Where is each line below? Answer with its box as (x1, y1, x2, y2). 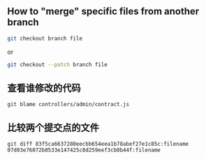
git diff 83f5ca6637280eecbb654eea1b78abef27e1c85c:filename (7, 141, 189, 148)
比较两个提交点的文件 (7, 121, 99, 133)
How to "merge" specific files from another (7, 6, 200, 17)
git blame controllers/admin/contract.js (7, 101, 130, 108)
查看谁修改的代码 (7, 82, 81, 93)
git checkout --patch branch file (7, 61, 108, 68)
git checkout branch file (7, 35, 82, 42)
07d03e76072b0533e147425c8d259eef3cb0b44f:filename (7, 146, 161, 154)
